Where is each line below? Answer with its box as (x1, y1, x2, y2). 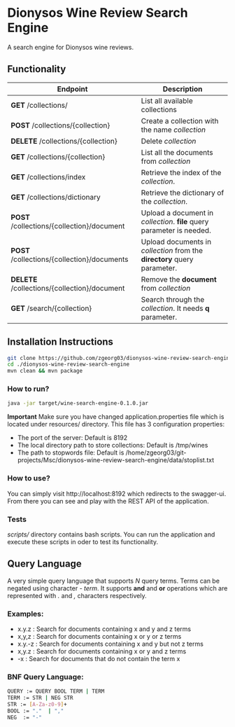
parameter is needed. (141, 226, 211, 235)
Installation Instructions (7, 336, 114, 348)
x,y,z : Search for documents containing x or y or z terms (17, 632, 182, 641)
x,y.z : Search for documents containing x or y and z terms (17, 647, 187, 656)
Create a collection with (141, 116, 219, 125)
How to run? (7, 384, 50, 394)
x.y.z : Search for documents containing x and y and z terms (17, 625, 191, 633)
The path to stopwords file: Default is (17, 448, 124, 457)
